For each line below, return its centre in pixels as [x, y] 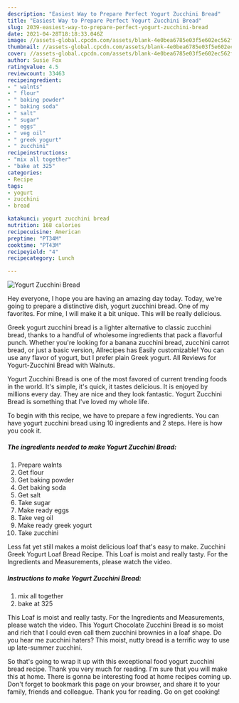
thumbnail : [23, 47]
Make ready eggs [43, 510]
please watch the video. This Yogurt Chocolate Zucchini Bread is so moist [116, 625]
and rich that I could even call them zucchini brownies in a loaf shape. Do [115, 633]
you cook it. [25, 430]
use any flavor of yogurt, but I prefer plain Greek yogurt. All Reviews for [112, 358]
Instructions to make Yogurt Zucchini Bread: [74, 578]
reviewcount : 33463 [36, 73]
